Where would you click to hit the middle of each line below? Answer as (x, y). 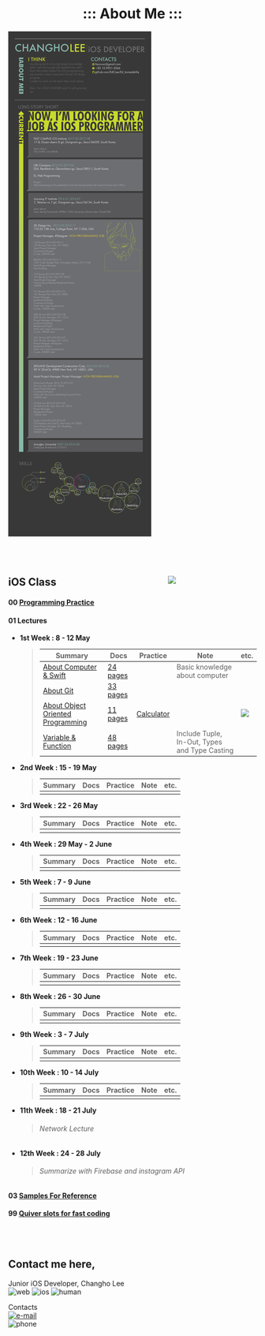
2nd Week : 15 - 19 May (58, 768)
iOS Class (32, 582)
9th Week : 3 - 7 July (54, 1034)
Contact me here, (52, 1265)
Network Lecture (67, 1128)
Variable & (60, 738)
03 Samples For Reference (52, 1196)
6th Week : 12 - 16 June (58, 920)
